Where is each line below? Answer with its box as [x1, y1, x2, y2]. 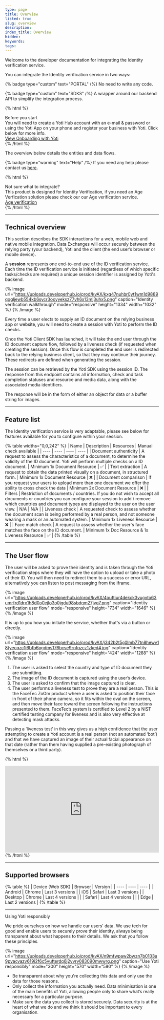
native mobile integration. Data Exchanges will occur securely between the [5, 241, 155, 247]
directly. [5, 625, 21, 631]
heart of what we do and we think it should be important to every [12, 1004, 143, 1010]
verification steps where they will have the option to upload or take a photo [5, 570, 156, 575]
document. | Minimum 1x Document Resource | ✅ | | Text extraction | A [5, 464, 147, 469]
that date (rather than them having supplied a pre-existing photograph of [5, 742, 151, 747]
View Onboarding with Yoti [5, 135, 59, 141]
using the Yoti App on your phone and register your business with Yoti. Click [5, 125, 158, 131]
